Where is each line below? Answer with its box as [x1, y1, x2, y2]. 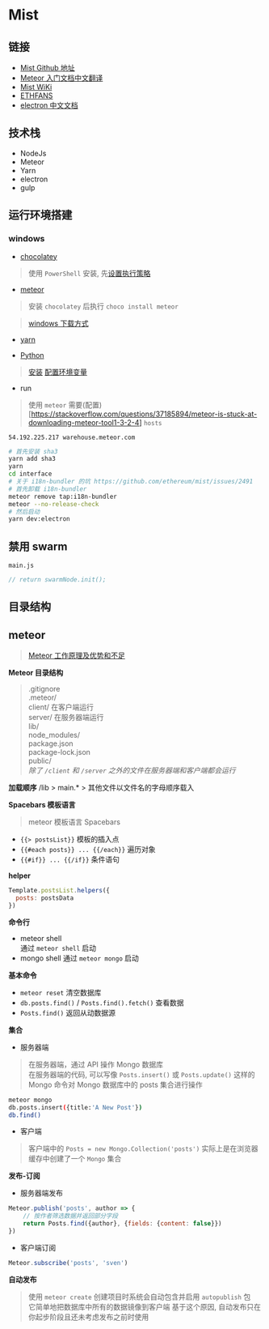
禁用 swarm [8, 539, 68, 553]
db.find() [8, 1111, 42, 1119]
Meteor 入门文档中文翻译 [19, 73, 103, 83]
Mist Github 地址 [19, 63, 75, 72]
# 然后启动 [8, 508, 40, 516]
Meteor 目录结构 [8, 668, 64, 678]
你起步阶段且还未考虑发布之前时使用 [27, 1312, 149, 1322]
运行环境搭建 [8, 208, 73, 222]
